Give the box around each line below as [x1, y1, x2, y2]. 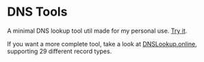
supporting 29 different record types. [7, 47, 112, 55]
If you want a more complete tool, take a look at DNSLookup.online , [7, 40, 197, 48]
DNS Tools [7, 4, 68, 20]
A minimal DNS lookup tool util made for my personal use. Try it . [7, 27, 188, 35]
